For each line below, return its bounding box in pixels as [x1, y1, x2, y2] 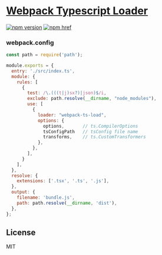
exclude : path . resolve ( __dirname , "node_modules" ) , [27, 96, 157, 102]
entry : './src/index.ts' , [11, 68, 75, 74]
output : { [11, 189, 35, 195]
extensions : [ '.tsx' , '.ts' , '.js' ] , [16, 178, 110, 184]
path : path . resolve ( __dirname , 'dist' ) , [16, 200, 117, 206]
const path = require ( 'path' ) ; [6, 52, 83, 58]
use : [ [27, 101, 44, 107]
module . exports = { [6, 63, 54, 69]
